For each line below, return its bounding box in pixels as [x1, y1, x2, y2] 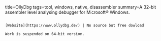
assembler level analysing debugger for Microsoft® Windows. [5, 9, 130, 15]
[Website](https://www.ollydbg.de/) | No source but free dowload [5, 23, 144, 28]
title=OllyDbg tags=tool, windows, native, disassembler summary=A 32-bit [5, 4, 156, 10]
